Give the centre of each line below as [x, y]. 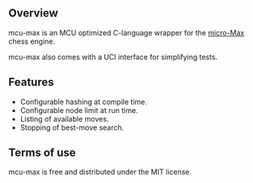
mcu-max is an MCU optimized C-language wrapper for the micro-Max [126, 32]
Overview [34, 13]
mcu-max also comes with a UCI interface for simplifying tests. [113, 56]
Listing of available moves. [64, 119]
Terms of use [42, 153]
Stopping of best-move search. [72, 127]
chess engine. [32, 41]
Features [31, 83]
